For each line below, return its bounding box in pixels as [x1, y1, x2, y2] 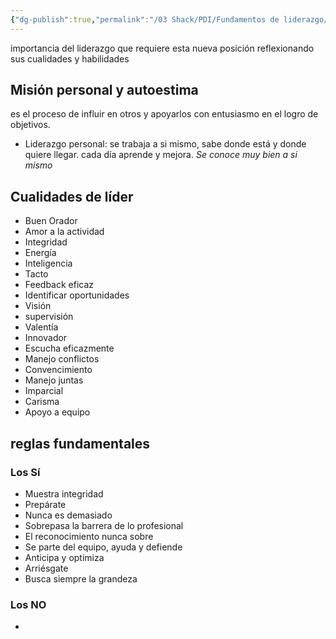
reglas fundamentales [10, 435, 151, 452]
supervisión [24, 311, 74, 323]
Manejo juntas [24, 374, 84, 386]
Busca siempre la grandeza [24, 572, 138, 585]
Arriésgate [24, 562, 69, 574]
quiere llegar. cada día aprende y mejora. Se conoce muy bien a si [24, 149, 298, 161]
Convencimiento [24, 364, 93, 376]
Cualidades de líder [10, 188, 134, 205]
